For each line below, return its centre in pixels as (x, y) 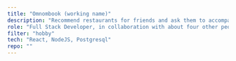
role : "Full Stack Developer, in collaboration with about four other (113, 27)
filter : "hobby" (31, 33)
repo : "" (20, 46)
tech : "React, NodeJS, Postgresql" (59, 40)
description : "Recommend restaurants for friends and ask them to (106, 20)
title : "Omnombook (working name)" (59, 14)
